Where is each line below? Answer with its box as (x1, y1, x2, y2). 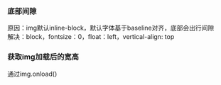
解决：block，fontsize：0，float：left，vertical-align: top (7, 33, 175, 41)
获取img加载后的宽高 (7, 52, 80, 62)
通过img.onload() (7, 69, 58, 78)
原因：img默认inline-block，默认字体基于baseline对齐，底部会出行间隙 (7, 23, 215, 33)
